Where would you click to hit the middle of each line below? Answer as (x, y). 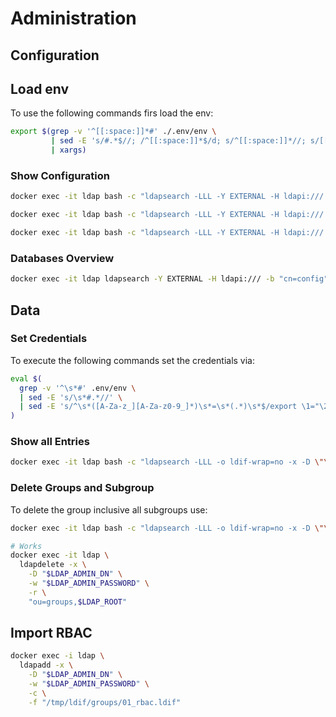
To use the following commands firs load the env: (112, 113)
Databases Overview (62, 258)
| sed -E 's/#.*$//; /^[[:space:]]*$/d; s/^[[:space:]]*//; (178, 141)
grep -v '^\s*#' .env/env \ (78, 388)
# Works (26, 546)
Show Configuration (60, 175)
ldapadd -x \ (46, 665)
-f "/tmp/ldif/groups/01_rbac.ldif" (105, 702)
